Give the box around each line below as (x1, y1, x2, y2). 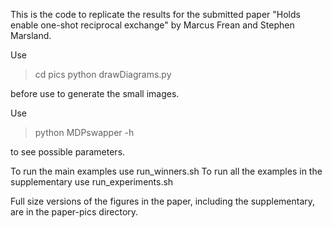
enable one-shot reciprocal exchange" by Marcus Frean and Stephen (10, 19, 295, 31)
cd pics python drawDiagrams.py (34, 69, 172, 80)
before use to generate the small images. (10, 88, 180, 99)
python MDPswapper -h (34, 127, 135, 138)
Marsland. (10, 30, 52, 41)
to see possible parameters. (10, 146, 126, 158)
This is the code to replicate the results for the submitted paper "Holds (10, 9, 301, 20)
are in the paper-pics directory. (10, 206, 139, 218)
